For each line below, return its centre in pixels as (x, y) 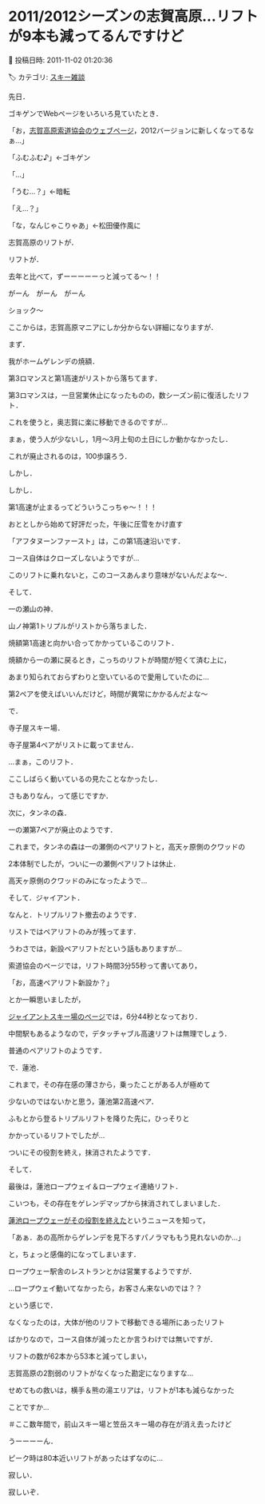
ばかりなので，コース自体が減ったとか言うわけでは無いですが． (113, 1339)
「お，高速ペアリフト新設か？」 (61, 982)
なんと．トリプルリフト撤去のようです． (75, 914)
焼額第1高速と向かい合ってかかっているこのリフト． (93, 643)
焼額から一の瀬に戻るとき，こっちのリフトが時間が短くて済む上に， (120, 659)
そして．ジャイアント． (46, 897)
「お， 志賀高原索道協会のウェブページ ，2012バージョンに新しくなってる (128, 130)
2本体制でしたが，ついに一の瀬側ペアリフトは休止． (94, 863)
